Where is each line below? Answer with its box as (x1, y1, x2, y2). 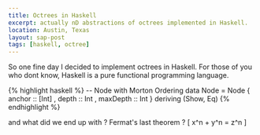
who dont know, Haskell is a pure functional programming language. (8, 71, 229, 80)
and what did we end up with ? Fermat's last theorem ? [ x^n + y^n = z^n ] (8, 118, 247, 127)
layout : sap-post (8, 33, 65, 42)
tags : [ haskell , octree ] (8, 41, 90, 49)
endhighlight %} (8, 103, 61, 112)
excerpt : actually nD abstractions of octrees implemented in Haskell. (8, 19, 248, 27)
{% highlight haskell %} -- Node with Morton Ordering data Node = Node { (8, 86, 251, 95)
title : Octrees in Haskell (8, 11, 97, 20)
